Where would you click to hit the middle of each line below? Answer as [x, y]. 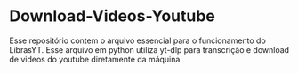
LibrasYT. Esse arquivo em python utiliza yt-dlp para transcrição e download [149, 49]
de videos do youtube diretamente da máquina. [96, 59]
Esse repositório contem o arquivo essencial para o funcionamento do [138, 40]
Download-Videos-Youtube [113, 16]
